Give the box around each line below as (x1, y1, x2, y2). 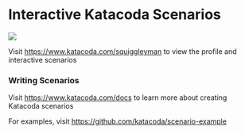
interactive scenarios (8, 55, 77, 64)
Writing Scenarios (8, 75, 80, 86)
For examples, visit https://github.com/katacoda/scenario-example (8, 117, 227, 126)
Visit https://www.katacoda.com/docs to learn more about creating (8, 93, 227, 102)
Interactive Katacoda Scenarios (8, 6, 221, 24)
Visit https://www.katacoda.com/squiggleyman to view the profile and (8, 46, 237, 56)
